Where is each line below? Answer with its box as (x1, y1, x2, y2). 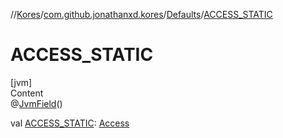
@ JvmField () (10, 97, 63, 109)
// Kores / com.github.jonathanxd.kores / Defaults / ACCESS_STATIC (10, 9, 273, 20)
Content (10, 87, 44, 99)
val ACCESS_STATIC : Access (10, 117, 130, 129)
